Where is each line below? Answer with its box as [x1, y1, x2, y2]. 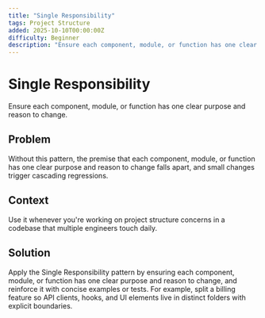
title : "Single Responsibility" [8, 11, 115, 20]
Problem [8, 132, 52, 147]
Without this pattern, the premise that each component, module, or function [8, 154, 255, 163]
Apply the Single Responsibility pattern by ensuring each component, [8, 267, 236, 277]
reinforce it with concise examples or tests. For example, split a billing [8, 284, 236, 293]
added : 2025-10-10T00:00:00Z [8, 26, 105, 34]
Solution [8, 247, 51, 260]
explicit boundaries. [8, 301, 73, 310]
